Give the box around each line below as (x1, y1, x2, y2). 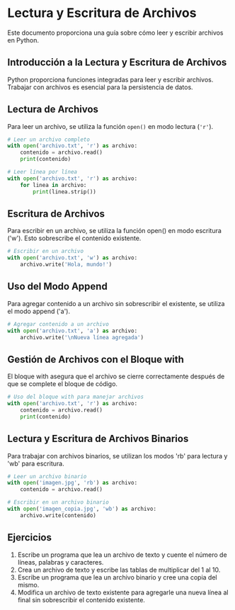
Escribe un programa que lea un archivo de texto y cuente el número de (17, 550, 228, 559)
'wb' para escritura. (7, 459, 65, 468)
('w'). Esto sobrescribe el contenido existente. (7, 234, 142, 242)
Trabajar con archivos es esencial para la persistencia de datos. (7, 83, 193, 91)
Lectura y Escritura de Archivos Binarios (7, 433, 189, 445)
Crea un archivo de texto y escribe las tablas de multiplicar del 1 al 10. (17, 565, 221, 574)
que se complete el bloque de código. (7, 380, 118, 388)
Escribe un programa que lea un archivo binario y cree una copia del (17, 572, 217, 582)
